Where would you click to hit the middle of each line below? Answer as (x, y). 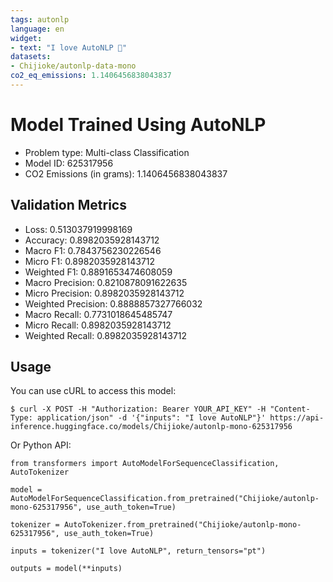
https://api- (297, 418)
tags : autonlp (40, 19)
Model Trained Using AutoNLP (138, 125)
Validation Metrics (68, 205)
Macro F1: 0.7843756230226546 (93, 250)
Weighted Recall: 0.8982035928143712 (106, 335)
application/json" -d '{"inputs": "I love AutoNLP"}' (151, 418)
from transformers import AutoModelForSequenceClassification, (145, 464)
